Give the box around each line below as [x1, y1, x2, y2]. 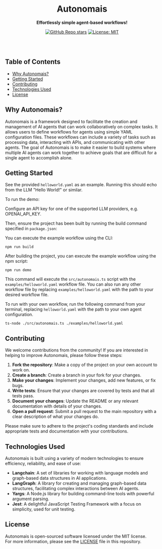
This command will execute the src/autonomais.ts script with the [5, 276, 136, 282]
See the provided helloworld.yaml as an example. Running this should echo [5, 182, 157, 188]
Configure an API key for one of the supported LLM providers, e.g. [5, 206, 138, 212]
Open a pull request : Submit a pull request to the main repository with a [12, 409, 157, 414]
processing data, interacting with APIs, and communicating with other [5, 139, 145, 145]
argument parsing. [12, 496, 50, 502]
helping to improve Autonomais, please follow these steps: [5, 353, 123, 358]
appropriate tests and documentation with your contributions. [5, 428, 128, 434]
